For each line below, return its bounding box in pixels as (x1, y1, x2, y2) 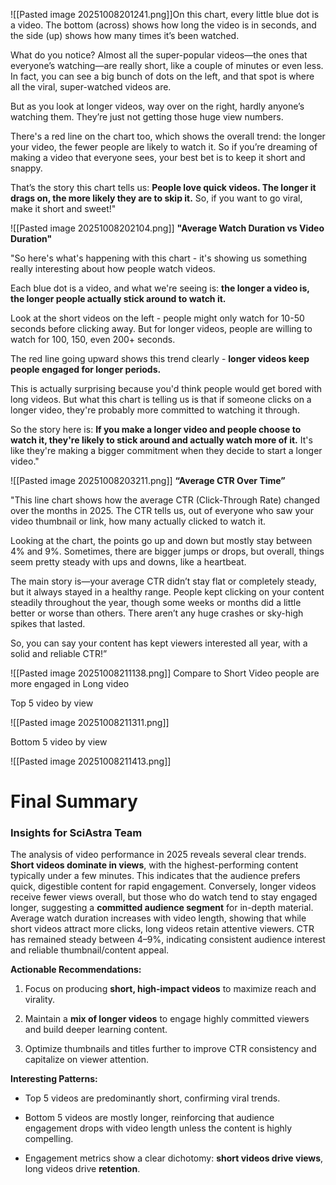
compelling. (24, 1133, 74, 1145)
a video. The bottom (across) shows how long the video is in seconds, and (10, 19, 317, 31)
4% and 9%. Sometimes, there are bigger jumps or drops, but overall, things (10, 545, 325, 557)
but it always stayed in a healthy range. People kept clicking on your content (10, 586, 325, 598)
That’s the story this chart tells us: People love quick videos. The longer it (10, 182, 317, 193)
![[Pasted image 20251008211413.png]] (10, 755, 172, 767)
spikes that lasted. (10, 618, 86, 629)
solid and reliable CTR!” (10, 648, 108, 659)
